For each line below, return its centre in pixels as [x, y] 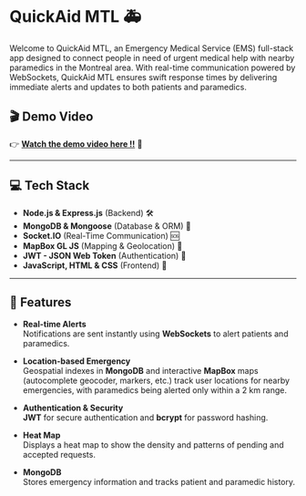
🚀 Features [41, 302]
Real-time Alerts [54, 325]
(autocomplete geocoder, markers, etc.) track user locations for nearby [156, 381]
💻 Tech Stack [50, 186]
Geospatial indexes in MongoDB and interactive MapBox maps [140, 371]
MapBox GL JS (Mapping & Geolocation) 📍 [102, 245]
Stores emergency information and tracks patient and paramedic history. [159, 482]
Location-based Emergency [76, 361]
